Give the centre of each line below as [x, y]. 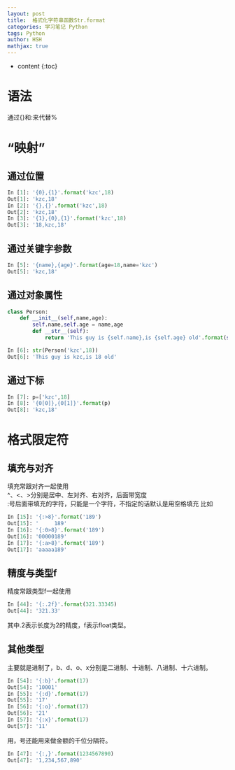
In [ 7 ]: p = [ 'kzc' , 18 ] [39, 397]
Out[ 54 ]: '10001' [33, 687]
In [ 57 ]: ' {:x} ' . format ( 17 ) [48, 720]
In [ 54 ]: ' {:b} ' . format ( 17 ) [48, 680]
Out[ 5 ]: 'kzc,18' [33, 271]
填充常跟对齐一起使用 [38, 486]
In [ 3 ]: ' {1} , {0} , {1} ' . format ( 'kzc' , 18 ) [67, 219]
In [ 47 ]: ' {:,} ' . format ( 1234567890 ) [60, 754]
